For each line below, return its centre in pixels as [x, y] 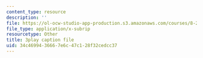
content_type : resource [36, 12]
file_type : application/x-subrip [48, 29]
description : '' [27, 18]
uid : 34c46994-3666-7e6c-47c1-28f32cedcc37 [62, 46]
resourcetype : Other [32, 34]
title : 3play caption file [40, 40]
